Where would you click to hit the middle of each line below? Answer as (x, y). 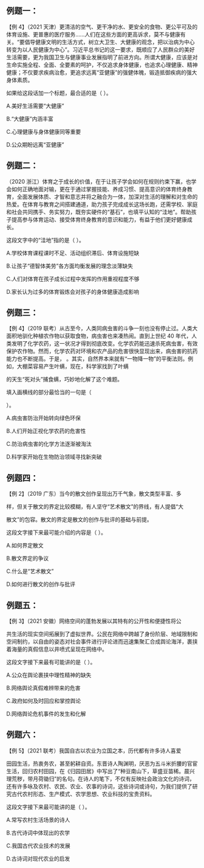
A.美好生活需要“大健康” (36, 106)
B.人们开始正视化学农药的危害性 (46, 431)
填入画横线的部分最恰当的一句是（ (49, 392)
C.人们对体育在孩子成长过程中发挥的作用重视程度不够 (73, 279)
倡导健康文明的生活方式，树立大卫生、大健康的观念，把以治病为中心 (110, 42)
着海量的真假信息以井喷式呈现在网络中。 (57, 649)
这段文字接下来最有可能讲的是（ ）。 (51, 662)
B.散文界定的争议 (28, 558)
